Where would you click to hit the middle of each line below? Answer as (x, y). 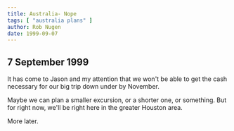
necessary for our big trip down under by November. (83, 87)
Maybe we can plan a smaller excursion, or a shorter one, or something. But (117, 100)
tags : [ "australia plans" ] (50, 20)
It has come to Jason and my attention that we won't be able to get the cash (117, 79)
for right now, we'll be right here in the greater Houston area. (95, 108)
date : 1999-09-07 (33, 33)
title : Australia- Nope (42, 14)
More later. (23, 121)
